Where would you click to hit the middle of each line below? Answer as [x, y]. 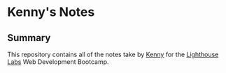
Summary [29, 38]
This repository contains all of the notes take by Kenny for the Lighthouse [113, 54]
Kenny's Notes [51, 12]
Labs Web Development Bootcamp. [58, 62]
